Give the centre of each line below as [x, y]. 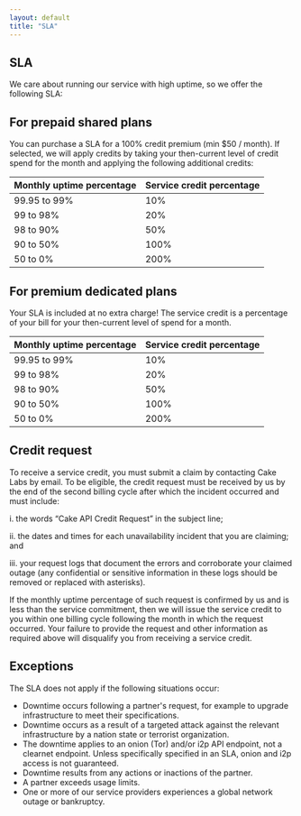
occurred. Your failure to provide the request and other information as [139, 628]
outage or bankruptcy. [64, 801]
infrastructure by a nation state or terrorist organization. [126, 734]
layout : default [40, 18]
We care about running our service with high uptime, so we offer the [136, 84]
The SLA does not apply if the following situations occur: [114, 688]
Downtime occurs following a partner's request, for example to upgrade [155, 705]
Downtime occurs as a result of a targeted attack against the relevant [150, 724]
